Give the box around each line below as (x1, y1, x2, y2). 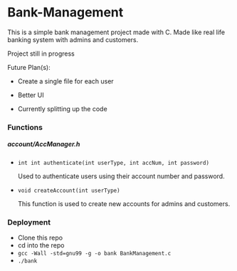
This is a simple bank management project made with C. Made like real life (7, 28, 226, 36)
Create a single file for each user (17, 76, 114, 86)
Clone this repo (17, 233, 63, 242)
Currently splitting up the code (17, 104, 108, 113)
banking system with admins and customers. (7, 35, 139, 44)
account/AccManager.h (7, 140, 80, 148)
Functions (7, 122, 43, 132)
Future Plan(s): (7, 63, 51, 71)
